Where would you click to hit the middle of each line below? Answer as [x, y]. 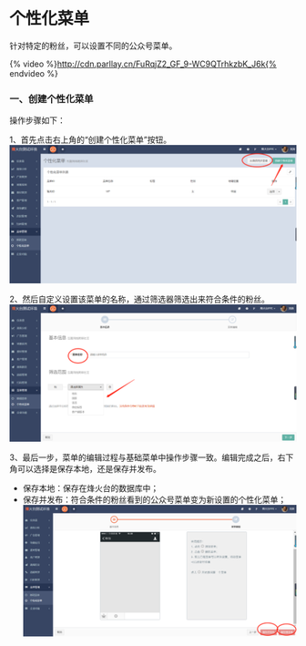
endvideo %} [34, 73]
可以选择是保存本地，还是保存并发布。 [89, 469]
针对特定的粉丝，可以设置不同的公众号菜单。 [93, 46]
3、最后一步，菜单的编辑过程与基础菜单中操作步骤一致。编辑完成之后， [143, 457]
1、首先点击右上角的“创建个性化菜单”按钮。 [91, 140]
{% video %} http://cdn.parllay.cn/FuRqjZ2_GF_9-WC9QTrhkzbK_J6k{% [143, 64]
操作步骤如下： [37, 120]
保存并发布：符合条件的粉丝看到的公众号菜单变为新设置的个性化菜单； [154, 500]
